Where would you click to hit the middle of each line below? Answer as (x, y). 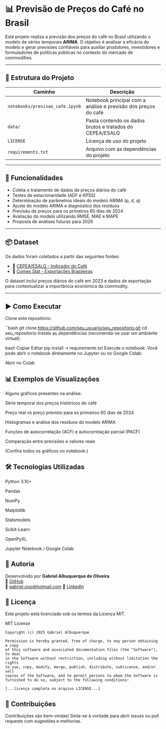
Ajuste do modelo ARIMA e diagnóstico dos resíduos (66, 206)
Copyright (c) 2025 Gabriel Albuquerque (47, 633)
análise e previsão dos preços (121, 106)
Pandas (13, 491)
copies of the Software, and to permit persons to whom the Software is (82, 676)
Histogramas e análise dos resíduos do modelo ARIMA (61, 422)
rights (12, 663)
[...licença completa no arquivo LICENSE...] (53, 689)
